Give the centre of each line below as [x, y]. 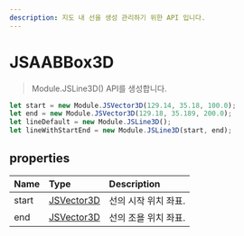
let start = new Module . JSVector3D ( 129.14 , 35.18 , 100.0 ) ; [123, 105]
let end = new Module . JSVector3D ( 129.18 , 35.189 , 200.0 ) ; [121, 113]
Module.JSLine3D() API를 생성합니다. [99, 88]
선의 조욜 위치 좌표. [147, 217]
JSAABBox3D [62, 62]
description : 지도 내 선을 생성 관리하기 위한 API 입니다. [108, 18]
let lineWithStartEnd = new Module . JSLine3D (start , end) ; [121, 131]
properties [40, 159]
